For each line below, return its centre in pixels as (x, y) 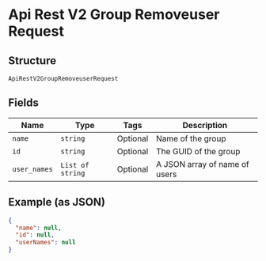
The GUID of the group (198, 151)
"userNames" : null (46, 243)
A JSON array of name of (202, 164)
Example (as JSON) (57, 202)
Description (205, 125)
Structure (32, 61)
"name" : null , (38, 228)
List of (75, 165)
